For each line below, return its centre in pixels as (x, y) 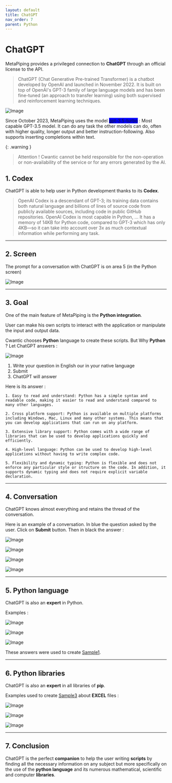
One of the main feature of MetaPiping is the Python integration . (74, 315)
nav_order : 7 (19, 19)
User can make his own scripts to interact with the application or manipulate (85, 325)
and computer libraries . (30, 775)
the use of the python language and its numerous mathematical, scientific (84, 769)
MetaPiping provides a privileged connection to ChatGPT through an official (85, 64)
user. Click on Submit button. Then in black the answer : (65, 530)
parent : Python (21, 24)
